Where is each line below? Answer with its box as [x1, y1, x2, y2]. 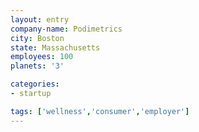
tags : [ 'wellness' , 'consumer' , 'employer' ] [10, 106, 190, 116]
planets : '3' [10, 61, 65, 71]
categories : [10, 79, 60, 90]
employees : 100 [10, 52, 74, 62]
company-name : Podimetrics [10, 24, 123, 34]
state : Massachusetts [10, 42, 101, 53]
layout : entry [10, 14, 70, 25]
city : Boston [10, 33, 65, 43]
